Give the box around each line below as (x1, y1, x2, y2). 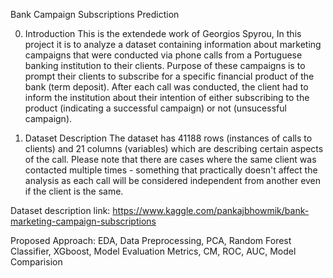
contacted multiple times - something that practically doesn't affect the (24, 164, 318, 176)
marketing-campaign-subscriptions (10, 215, 157, 227)
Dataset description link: (10, 205, 111, 216)
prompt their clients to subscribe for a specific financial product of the (24, 70, 315, 82)
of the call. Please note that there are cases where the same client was (24, 154, 317, 165)
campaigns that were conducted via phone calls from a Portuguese (24, 49, 303, 61)
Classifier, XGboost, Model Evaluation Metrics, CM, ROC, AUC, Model (10, 245, 297, 257)
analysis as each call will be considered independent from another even (24, 175, 322, 186)
